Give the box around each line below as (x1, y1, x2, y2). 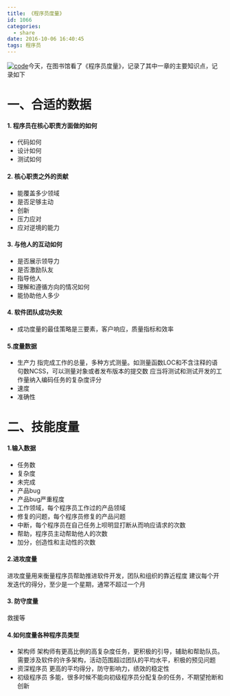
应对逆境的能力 (16, 223, 60, 231)
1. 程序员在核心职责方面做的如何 (7, 121, 97, 129)
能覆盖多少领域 (16, 188, 60, 197)
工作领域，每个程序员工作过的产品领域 (16, 503, 126, 512)
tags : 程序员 (7, 42, 41, 49)
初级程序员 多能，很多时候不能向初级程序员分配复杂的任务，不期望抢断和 (16, 673, 224, 682)
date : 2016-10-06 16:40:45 (7, 36, 84, 43)
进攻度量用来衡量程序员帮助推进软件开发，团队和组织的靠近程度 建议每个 (7, 572, 214, 580)
